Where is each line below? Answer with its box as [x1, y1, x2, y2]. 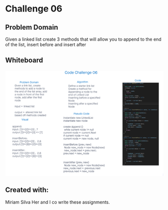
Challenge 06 [5, 3, 63, 15]
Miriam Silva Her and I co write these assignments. [5, 199, 110, 205]
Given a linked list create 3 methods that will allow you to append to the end [5, 36, 161, 42]
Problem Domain [5, 23, 59, 32]
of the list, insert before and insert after [5, 42, 86, 48]
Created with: [5, 186, 49, 194]
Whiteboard [5, 56, 44, 65]
